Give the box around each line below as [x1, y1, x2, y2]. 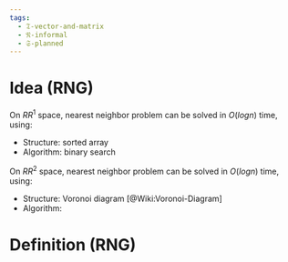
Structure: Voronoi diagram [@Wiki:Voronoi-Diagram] [22, 193, 223, 204]
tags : [9, 13, 30, 23]
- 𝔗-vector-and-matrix [17, 22, 105, 31]
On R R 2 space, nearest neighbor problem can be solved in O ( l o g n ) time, [9, 164, 280, 176]
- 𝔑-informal [17, 30, 68, 39]
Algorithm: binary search [22, 146, 116, 157]
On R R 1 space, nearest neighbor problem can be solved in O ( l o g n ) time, [9, 108, 278, 120]
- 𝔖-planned [17, 38, 64, 48]
